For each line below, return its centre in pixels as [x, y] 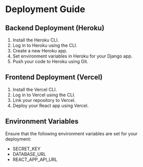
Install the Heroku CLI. [36, 40]
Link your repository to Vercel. [44, 100]
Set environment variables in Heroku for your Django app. [73, 56]
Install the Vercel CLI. [35, 89]
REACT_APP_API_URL [35, 159]
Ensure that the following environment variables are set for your [71, 133]
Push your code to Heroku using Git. [50, 61]
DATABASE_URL [29, 154]
